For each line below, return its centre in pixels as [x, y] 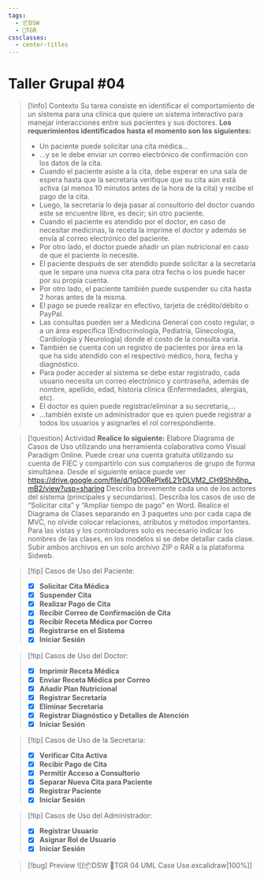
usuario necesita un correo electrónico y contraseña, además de [144, 381]
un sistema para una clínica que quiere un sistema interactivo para [135, 114]
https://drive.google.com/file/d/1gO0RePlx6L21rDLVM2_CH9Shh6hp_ [139, 480]
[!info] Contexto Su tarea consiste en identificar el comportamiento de [141, 106]
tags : [17, 15]
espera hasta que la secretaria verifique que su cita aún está [138, 180]
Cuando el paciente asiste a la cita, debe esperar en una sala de [143, 171]
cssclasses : [28, 37]
